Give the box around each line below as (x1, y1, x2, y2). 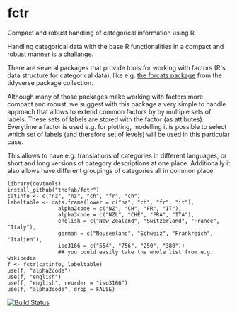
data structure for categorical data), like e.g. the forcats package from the (7, 71, 223, 79)
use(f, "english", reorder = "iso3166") (7, 279, 129, 287)
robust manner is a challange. (7, 50, 94, 58)
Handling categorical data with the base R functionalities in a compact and (7, 42, 224, 50)
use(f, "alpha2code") (7, 267, 71, 274)
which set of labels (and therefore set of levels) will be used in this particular (7, 130, 230, 138)
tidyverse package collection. (7, 78, 93, 87)
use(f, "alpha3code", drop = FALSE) (7, 285, 115, 292)
